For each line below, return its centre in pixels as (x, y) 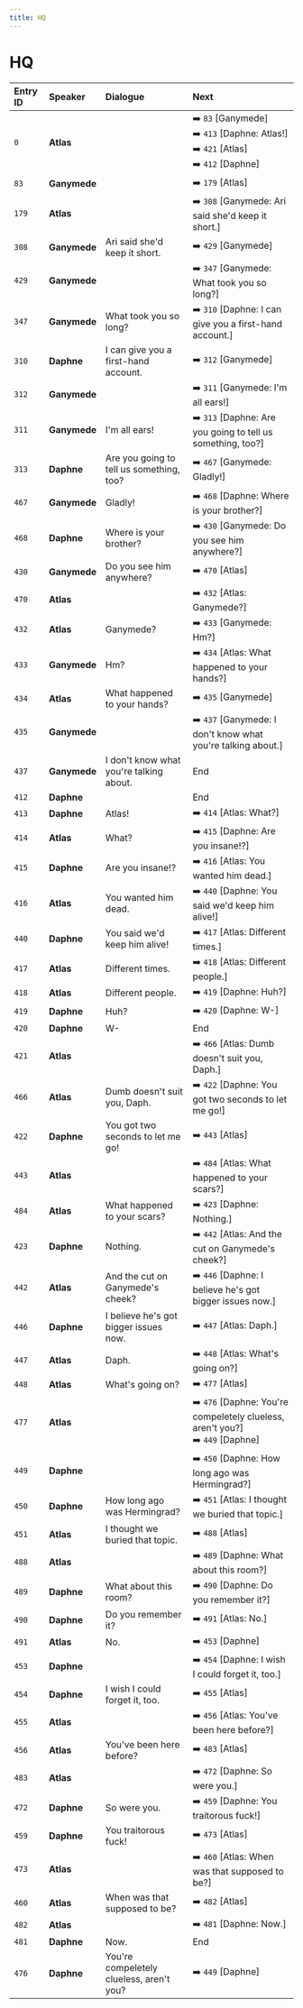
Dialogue (125, 96)
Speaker (67, 96)
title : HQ (28, 18)
